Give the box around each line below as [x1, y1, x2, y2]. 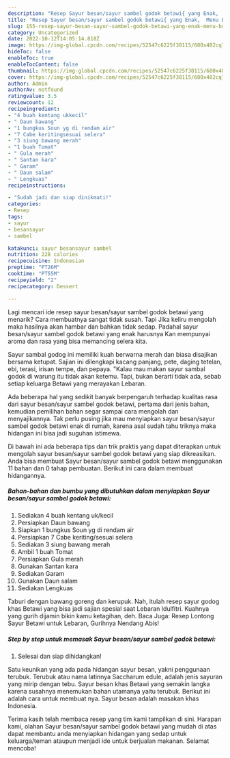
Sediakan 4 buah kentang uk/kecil [17, 511, 113, 520]
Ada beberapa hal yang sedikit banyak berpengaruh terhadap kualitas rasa [8, 392, 218, 401]
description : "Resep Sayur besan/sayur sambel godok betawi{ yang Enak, [8, 10, 219, 17]
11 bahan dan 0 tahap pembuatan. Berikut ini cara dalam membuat [8, 464, 193, 472]
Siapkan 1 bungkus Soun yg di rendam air [17, 526, 134, 534]
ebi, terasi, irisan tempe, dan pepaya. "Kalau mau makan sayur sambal [8, 364, 205, 373]
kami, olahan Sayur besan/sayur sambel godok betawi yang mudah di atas [8, 722, 217, 731]
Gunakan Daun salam [17, 577, 78, 585]
